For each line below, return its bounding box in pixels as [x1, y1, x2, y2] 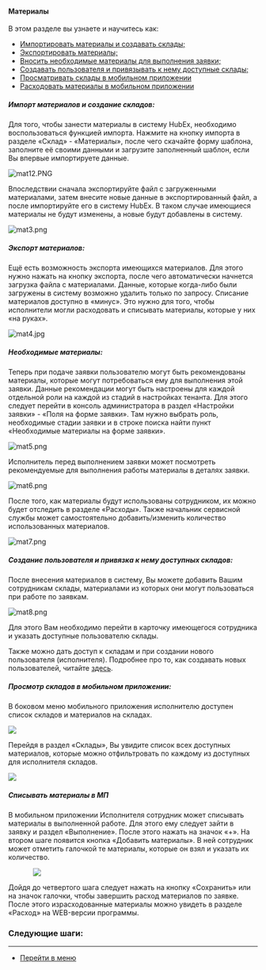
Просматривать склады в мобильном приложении [19, 73, 192, 83]
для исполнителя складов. [8, 757, 98, 767]
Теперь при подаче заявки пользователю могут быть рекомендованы [8, 368, 246, 377]
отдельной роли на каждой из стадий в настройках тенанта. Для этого [8, 393, 248, 402]
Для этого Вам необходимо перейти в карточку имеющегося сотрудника [8, 623, 257, 633]
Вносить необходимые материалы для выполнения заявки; [19, 56, 222, 66]
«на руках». [8, 314, 48, 323]
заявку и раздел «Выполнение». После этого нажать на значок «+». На [8, 827, 251, 837]
